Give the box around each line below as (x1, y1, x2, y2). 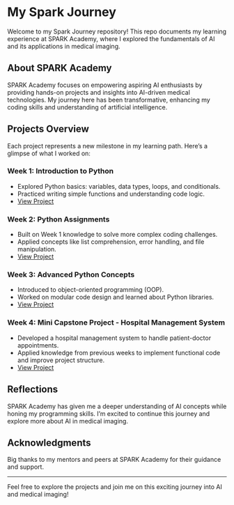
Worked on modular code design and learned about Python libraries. (17, 293, 214, 302)
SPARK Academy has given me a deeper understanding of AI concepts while (7, 402, 227, 410)
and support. (7, 463, 44, 471)
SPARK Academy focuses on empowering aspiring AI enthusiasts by (7, 81, 203, 89)
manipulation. (17, 245, 57, 254)
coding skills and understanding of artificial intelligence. (7, 102, 168, 111)
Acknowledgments (7, 437, 92, 449)
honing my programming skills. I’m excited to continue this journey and (7, 409, 210, 418)
